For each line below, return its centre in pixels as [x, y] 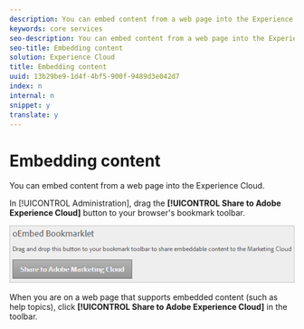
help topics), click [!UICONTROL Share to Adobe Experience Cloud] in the [148, 306]
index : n [26, 86]
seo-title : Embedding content [66, 48]
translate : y [34, 115]
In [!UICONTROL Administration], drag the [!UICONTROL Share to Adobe [146, 203]
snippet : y [30, 105]
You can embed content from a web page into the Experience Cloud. [137, 186]
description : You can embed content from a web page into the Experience [152, 19]
